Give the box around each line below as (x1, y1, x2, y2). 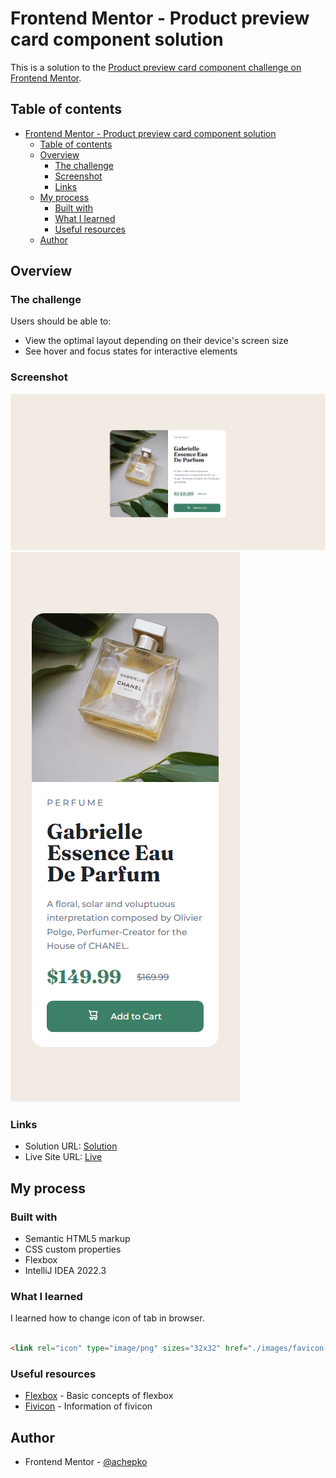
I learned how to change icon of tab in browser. (10, 1312, 205, 1324)
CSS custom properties (24, 1243, 122, 1255)
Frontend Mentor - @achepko (24, 1456, 148, 1468)
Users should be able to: (10, 315, 112, 327)
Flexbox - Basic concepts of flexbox (24, 1390, 174, 1402)
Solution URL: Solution (24, 1140, 118, 1152)
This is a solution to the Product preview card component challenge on (10, 61, 302, 73)
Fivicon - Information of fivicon (24, 1400, 153, 1412)
